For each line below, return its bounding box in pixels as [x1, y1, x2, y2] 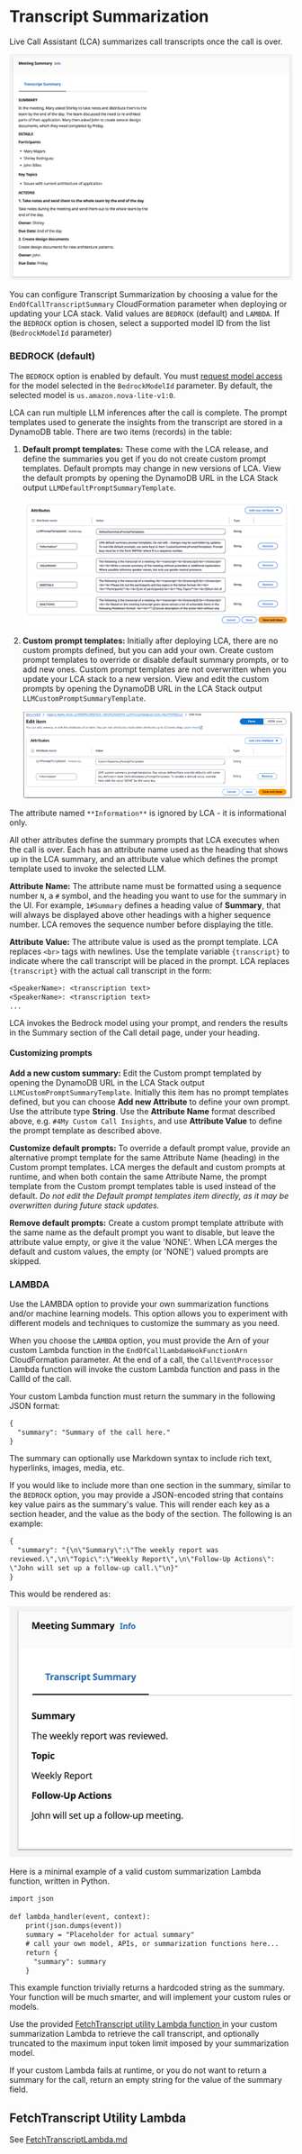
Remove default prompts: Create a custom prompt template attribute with [9, 1217, 284, 1228]
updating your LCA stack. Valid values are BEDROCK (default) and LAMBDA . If [9, 308, 280, 319]
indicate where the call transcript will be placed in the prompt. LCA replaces [9, 955, 290, 966]
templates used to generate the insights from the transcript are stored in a [9, 416, 283, 427]
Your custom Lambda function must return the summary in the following [9, 1391, 276, 1402]
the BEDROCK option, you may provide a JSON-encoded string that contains [9, 1489, 284, 1501]
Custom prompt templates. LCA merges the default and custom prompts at [9, 1161, 286, 1172]
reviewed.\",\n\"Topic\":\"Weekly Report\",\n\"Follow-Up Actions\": [9, 1555, 276, 1564]
